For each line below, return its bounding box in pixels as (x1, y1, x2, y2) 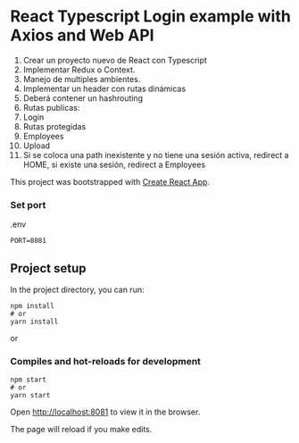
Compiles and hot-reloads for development (10, 355, 202, 367)
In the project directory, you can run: (10, 284, 145, 296)
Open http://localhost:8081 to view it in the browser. (10, 406, 201, 417)
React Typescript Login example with (10, 6, 291, 27)
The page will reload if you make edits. (10, 424, 153, 435)
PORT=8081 (10, 237, 47, 246)
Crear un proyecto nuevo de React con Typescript (22, 54, 208, 65)
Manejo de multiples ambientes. (22, 73, 141, 84)
